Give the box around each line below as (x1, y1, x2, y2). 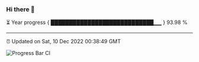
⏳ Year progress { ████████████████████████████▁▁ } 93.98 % (6, 19, 188, 26)
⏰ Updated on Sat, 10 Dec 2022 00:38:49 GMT (6, 38, 121, 45)
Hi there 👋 (6, 5, 36, 13)
